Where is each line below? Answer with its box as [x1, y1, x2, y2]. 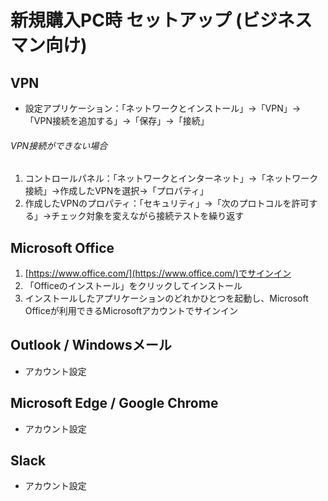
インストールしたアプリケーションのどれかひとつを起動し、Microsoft [24, 292, 309, 305]
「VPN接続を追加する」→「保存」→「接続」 [24, 115, 210, 126]
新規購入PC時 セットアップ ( [10, 9, 243, 32]
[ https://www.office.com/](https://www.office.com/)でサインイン [24, 267, 292, 280]
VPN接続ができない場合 [10, 139, 108, 151]
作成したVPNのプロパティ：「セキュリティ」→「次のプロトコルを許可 [24, 197, 310, 210]
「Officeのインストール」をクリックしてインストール [24, 280, 243, 292]
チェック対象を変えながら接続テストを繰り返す [51, 210, 245, 222]
